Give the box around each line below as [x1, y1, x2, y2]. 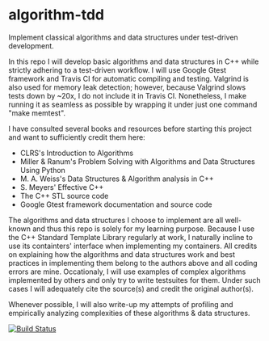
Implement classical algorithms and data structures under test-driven [8, 32, 238, 42]
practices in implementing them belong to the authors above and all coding [8, 258, 258, 267]
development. [8, 40, 54, 50]
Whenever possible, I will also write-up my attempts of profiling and [8, 299, 233, 309]
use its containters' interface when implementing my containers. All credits [8, 241, 258, 250]
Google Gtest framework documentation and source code [19, 200, 212, 209]
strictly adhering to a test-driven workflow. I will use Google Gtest [8, 65, 226, 74]
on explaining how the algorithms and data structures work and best [8, 249, 236, 259]
